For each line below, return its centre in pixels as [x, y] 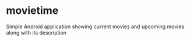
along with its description [36, 32]
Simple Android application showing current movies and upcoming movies [95, 26]
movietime [32, 11]
